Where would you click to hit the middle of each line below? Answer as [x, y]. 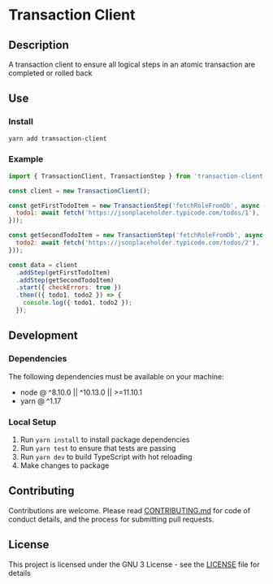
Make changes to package [65, 465]
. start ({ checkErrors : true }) [69, 288]
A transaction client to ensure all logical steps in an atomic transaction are [132, 64]
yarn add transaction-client [58, 138]
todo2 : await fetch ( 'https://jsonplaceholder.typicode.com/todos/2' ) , [138, 243]
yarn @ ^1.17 [41, 400]
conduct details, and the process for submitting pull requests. [111, 519]
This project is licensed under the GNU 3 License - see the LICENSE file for [134, 564]
